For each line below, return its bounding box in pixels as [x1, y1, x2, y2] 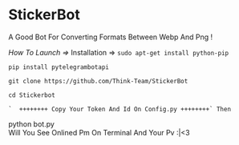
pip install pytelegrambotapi [8, 62, 110, 71]
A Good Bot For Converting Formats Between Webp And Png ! [8, 32, 213, 42]
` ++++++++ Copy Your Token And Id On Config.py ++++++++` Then [8, 105, 231, 113]
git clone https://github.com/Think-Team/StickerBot [8, 77, 188, 85]
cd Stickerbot [8, 91, 56, 99]
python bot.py [8, 119, 55, 129]
